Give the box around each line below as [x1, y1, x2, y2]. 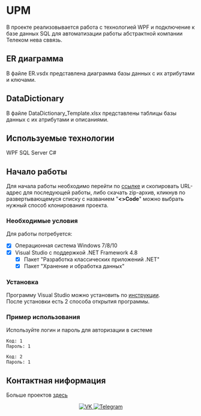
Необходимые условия [6, 217, 78, 225]
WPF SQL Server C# [6, 149, 57, 156]
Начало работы [6, 167, 68, 177]
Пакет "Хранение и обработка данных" [23, 262, 125, 269]
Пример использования [6, 313, 80, 321]
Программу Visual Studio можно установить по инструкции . [6, 292, 161, 299]
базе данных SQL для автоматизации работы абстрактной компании [6, 29, 183, 37]
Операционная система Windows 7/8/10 [14, 242, 118, 249]
